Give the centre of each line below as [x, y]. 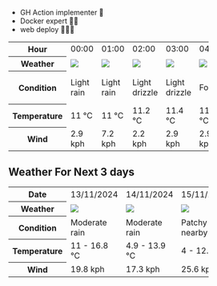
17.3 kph [143, 269]
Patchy [194, 223]
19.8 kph [88, 269]
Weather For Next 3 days [71, 172]
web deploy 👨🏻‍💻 [47, 29]
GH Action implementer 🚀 [62, 12]
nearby [195, 232]
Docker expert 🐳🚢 [49, 21]
